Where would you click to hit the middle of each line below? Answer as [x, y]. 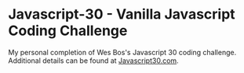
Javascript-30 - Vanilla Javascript [122, 14]
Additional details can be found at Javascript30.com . [93, 61]
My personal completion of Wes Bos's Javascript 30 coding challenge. [122, 52]
